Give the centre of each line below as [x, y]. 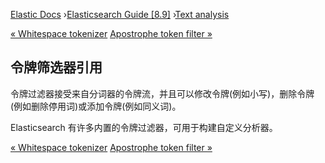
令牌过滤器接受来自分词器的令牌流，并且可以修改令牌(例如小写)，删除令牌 [162, 93]
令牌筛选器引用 [56, 67]
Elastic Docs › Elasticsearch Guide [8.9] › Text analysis [120, 14]
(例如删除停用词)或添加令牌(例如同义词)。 [96, 106]
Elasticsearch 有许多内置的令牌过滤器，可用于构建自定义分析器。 [144, 127]
